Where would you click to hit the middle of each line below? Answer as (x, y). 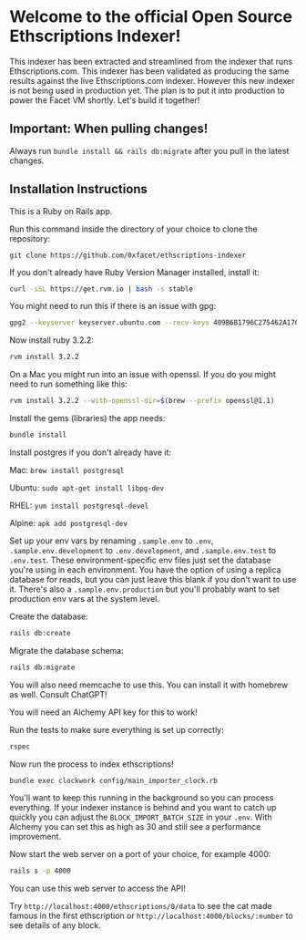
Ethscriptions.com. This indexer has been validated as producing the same (149, 71)
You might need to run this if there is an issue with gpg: (113, 306)
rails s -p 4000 (40, 871)
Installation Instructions (79, 189)
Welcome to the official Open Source (151, 17)
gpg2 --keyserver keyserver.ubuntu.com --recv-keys (109, 323)
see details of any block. (56, 925)
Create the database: (49, 616)
